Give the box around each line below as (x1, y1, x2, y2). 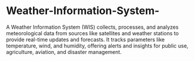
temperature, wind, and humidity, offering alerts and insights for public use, (6, 42, 189, 49)
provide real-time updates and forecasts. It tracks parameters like (6, 36, 165, 43)
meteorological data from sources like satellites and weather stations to (6, 29, 179, 36)
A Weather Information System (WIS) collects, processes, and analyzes (6, 23, 179, 30)
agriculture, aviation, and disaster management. (6, 48, 122, 55)
